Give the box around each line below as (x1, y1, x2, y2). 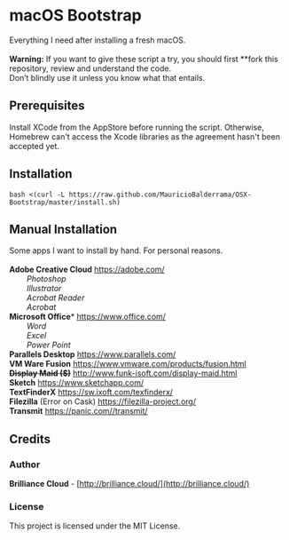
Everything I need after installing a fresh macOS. (9, 35, 186, 45)
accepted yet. (9, 140, 60, 151)
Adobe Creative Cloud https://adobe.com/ (9, 264, 166, 275)
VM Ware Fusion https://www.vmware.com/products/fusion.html (9, 359, 246, 369)
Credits (9, 432, 51, 447)
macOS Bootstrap (9, 5, 142, 26)
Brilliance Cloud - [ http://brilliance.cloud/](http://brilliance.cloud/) (9, 479, 250, 489)
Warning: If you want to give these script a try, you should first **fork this (9, 53, 278, 64)
